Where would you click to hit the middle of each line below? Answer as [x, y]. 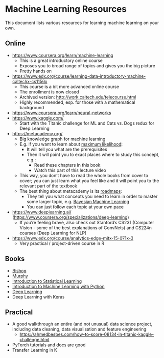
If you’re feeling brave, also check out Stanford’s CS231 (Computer [87, 222]
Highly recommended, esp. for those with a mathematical [77, 102]
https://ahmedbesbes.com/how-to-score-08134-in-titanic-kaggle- [87, 334]
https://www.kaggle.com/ [38, 118]
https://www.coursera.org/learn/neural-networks [61, 113]
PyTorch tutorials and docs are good [49, 345]
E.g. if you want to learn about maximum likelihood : [71, 144]
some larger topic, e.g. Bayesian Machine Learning [78, 201]
